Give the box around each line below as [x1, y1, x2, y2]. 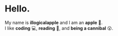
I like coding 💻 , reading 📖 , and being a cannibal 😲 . [5, 25, 113, 31]
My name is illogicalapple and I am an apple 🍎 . [5, 19, 103, 25]
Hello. [5, 3, 30, 14]
